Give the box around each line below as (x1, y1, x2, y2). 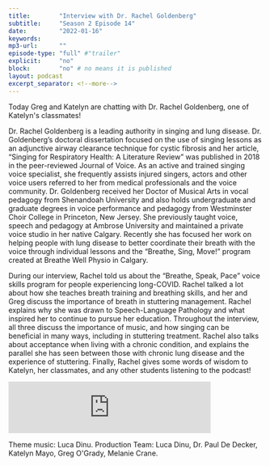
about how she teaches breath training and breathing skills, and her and (8, 288, 248, 298)
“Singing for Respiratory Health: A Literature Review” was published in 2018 (8, 151, 260, 162)
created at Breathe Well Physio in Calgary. (8, 255, 149, 265)
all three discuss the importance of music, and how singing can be (8, 322, 230, 332)
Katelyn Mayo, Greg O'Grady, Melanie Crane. (8, 448, 158, 458)
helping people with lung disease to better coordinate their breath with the (8, 238, 256, 248)
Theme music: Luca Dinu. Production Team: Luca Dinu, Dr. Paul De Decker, (8, 439, 258, 449)
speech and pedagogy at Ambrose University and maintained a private (8, 220, 244, 231)
